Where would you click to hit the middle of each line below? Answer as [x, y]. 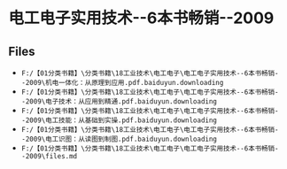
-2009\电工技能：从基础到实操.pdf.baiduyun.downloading [119, 120]
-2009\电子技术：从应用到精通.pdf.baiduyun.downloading [119, 102]
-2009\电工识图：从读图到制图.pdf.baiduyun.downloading [119, 139]
